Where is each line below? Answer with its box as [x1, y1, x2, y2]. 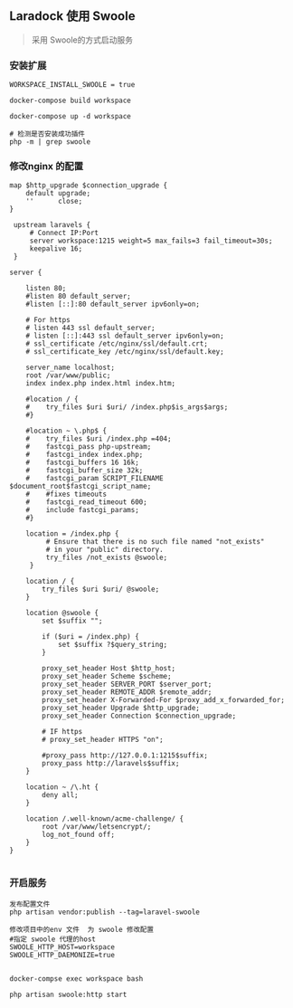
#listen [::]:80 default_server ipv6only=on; [25, 300, 201, 309]
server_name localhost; [25, 363, 116, 373]
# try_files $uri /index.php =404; [25, 434, 172, 443]
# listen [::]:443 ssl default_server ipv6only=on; [25, 331, 224, 341]
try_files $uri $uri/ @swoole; [42, 585, 160, 594]
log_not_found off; [42, 831, 116, 840]
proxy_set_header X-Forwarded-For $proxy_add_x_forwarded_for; [42, 696, 285, 705]
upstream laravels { [13, 221, 91, 230]
